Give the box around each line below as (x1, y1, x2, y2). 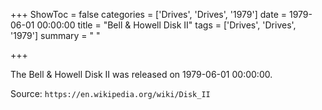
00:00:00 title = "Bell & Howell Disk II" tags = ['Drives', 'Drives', (36, 19, 297, 31)
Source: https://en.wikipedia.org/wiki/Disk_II (10, 88, 211, 99)
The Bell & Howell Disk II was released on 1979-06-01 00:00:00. (10, 69, 273, 80)
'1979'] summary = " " (10, 30, 101, 41)
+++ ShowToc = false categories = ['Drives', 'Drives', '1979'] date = (10, 9, 288, 20)
